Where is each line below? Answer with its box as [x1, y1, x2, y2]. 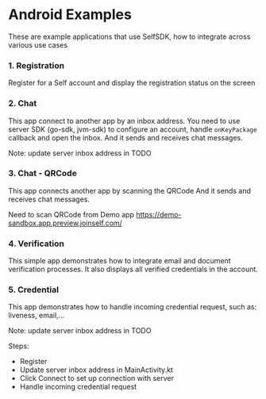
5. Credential [8, 284, 60, 295]
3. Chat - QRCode [8, 168, 77, 179]
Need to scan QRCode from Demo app [8, 209, 135, 219]
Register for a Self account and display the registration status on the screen [8, 78, 256, 88]
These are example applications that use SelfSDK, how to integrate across [8, 32, 251, 41]
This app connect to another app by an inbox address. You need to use [8, 116, 241, 125]
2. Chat [8, 98, 37, 109]
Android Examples [8, 6, 133, 24]
